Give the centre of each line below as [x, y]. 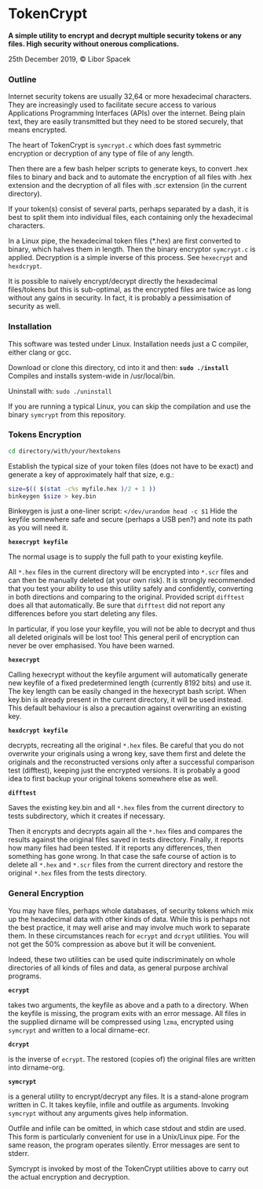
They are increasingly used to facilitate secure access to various [112, 105]
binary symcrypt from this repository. [67, 414]
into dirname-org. [37, 1067]
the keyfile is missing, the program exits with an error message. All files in [127, 1013]
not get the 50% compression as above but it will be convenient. [112, 944]
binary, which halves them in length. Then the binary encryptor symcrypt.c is [132, 249]
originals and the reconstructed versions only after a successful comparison [131, 762]
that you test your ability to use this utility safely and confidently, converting [131, 589]
